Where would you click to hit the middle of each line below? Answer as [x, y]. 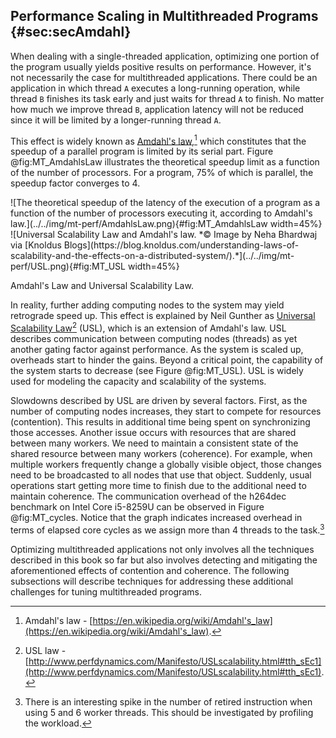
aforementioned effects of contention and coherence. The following [150, 570]
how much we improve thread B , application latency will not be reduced [157, 109]
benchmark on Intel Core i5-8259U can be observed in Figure [137, 507]
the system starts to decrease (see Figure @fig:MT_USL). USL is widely [157, 371]
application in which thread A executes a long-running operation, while [155, 88]
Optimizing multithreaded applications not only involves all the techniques [162, 549]
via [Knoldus [36, 245]
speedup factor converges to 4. [75, 183]
